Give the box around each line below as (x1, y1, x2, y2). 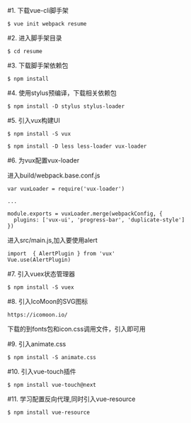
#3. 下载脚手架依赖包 (7, 61, 69, 70)
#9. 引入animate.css (7, 340, 66, 348)
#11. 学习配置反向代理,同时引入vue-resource (7, 395, 136, 403)
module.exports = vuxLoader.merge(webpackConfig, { (7, 210, 163, 217)
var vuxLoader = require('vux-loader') (7, 185, 125, 192)
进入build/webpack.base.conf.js (7, 171, 100, 180)
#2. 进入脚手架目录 (7, 34, 62, 42)
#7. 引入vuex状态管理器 (7, 270, 76, 278)
